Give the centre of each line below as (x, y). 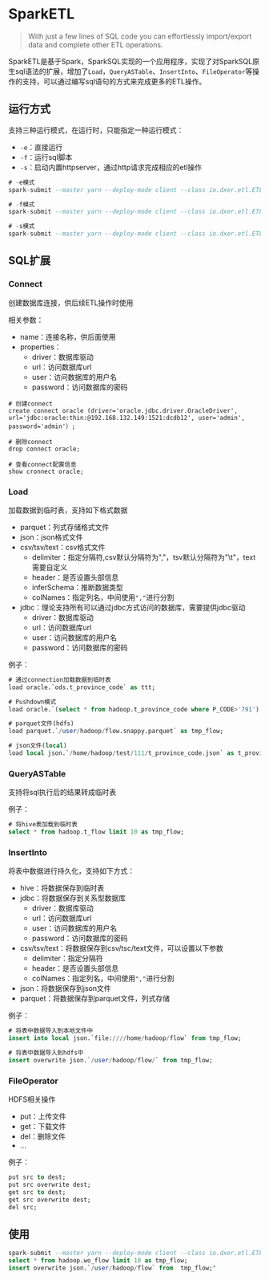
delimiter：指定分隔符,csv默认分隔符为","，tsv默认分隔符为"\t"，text (144, 557)
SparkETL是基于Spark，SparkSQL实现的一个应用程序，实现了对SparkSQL (130, 61)
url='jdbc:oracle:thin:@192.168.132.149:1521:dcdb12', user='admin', (127, 418)
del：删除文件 (42, 1136)
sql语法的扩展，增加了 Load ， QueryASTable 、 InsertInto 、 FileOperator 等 (134, 71)
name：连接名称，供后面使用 (68, 336)
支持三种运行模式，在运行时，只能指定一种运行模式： (96, 130)
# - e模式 (22, 182)
